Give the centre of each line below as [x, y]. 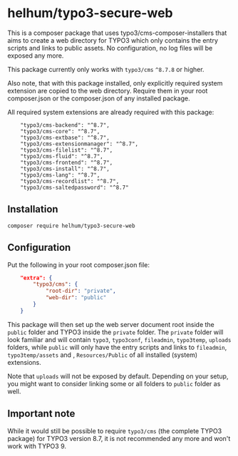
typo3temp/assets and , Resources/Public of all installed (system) [103, 355]
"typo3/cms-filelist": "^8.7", [67, 150]
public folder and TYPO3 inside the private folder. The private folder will [115, 332]
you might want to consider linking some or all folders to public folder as [114, 383]
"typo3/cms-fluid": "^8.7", [62, 156]
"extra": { [36, 278]
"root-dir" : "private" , [81, 291]
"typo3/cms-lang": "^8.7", [60, 175]
